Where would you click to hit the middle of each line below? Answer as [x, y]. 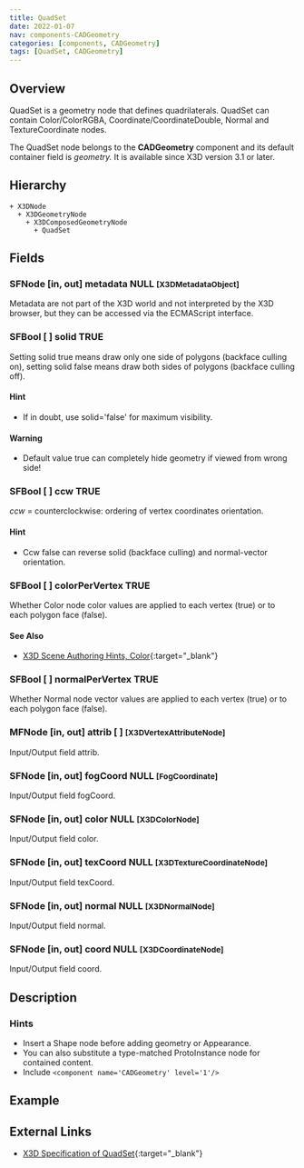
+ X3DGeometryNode [53, 215]
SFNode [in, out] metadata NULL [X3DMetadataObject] [124, 285]
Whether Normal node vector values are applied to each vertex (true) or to [148, 699]
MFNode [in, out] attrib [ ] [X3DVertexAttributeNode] [118, 733]
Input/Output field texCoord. [62, 882]
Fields [27, 259]
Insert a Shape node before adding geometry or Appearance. [137, 1043]
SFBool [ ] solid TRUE [57, 337]
